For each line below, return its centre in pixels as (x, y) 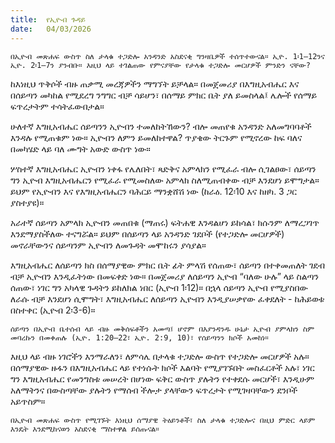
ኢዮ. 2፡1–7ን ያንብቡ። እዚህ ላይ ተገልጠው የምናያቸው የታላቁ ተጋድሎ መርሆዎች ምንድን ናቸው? (160, 65)
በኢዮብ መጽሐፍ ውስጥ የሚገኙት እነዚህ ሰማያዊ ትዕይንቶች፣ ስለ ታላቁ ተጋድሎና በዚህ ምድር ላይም (163, 420)
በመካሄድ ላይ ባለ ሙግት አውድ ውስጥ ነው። (80, 148)
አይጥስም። (28, 401)
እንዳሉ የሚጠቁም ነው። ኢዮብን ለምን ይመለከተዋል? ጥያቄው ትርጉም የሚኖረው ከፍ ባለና (156, 137)
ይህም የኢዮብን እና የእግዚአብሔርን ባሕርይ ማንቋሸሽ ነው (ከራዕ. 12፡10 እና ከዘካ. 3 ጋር (154, 191)
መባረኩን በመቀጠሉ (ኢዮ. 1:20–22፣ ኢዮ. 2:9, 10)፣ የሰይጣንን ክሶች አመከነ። (139, 337)
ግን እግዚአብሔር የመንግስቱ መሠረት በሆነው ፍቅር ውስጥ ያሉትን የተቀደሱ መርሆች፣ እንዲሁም (162, 378)
